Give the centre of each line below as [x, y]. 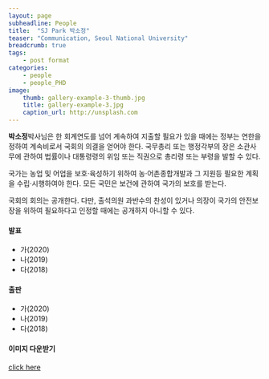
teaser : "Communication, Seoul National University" [98, 38]
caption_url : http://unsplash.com [80, 113]
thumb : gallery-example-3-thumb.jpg [84, 98]
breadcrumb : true [37, 46]
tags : [17, 53]
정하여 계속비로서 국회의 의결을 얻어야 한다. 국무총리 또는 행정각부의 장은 [122, 146]
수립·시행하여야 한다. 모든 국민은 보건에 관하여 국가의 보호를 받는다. [121, 183]
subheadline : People [43, 23]
